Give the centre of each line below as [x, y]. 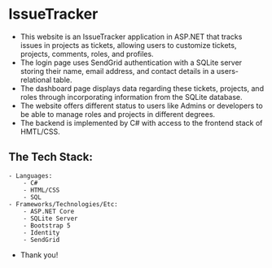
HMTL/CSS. [40, 132]
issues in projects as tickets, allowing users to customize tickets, [128, 45]
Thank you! [39, 255]
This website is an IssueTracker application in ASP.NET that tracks [131, 37]
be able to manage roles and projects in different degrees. [118, 114]
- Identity [42, 232]
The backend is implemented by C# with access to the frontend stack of [141, 123]
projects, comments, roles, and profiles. [87, 54]
